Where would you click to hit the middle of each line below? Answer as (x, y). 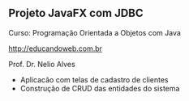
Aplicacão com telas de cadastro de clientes (94, 79)
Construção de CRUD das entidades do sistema (100, 88)
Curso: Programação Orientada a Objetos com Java (94, 32)
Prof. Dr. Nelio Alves (42, 64)
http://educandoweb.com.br (56, 48)
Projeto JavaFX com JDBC (76, 13)
